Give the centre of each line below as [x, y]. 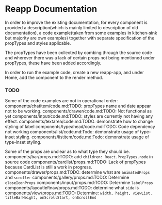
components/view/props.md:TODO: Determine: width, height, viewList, [79, 193]
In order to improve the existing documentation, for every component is [76, 22]
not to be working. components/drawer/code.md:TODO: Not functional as [78, 111]
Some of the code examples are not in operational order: [61, 101]
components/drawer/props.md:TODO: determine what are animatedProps [78, 172]
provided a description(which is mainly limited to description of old [72, 27]
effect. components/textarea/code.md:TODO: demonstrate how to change [79, 121]
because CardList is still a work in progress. [49, 167]
